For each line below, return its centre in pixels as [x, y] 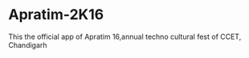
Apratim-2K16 [56, 15]
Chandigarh [28, 44]
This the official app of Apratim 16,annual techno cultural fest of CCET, [125, 37]
